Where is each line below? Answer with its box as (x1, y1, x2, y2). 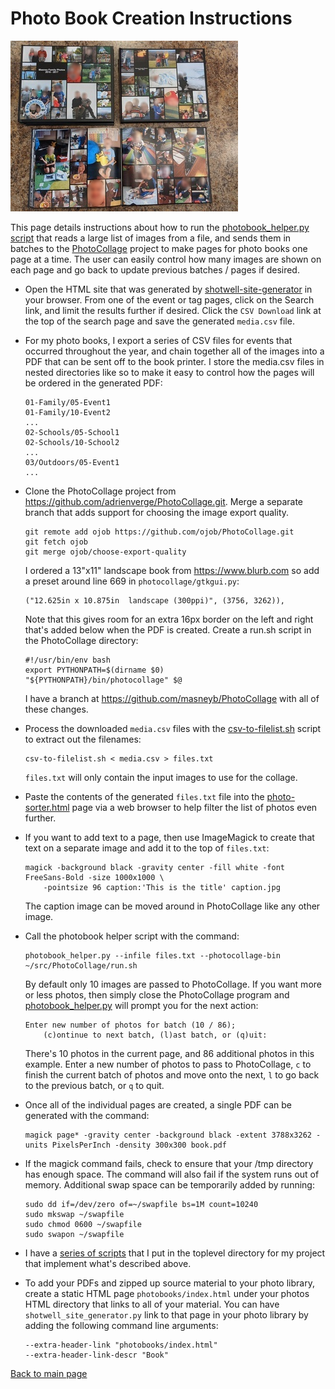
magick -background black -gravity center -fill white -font (24, 862, 286, 872)
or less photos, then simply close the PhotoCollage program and (24, 988, 290, 1001)
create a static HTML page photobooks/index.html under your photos (24, 1287, 310, 1299)
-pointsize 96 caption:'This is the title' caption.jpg (43, 882, 281, 892)
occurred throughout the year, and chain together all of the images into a (24, 345, 325, 357)
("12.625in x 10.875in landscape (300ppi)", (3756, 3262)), (24, 595, 286, 606)
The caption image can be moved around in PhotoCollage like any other (24, 900, 321, 912)
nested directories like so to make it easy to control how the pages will (24, 366, 315, 378)
